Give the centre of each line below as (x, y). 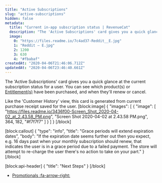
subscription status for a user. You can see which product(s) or (67, 87)
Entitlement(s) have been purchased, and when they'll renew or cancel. (76, 92)
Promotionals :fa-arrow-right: (41, 175)
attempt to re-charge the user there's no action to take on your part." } (75, 152)
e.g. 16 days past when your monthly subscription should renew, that (73, 141)
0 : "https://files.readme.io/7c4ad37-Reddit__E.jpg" (68, 41)
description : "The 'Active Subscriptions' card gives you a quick (77, 32)
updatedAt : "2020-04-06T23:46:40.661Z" (45, 68)
